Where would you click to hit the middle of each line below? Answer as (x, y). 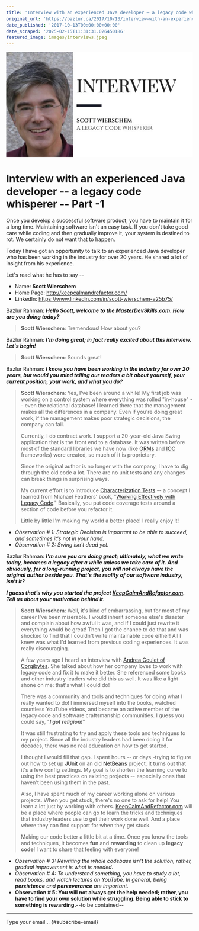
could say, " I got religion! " (53, 721)
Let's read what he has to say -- (45, 275)
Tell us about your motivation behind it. (56, 599)
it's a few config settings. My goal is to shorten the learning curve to (104, 769)
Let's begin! (21, 346)
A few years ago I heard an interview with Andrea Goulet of (93, 660)
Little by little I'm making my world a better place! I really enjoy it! (100, 521)
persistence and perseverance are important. (71, 886)
